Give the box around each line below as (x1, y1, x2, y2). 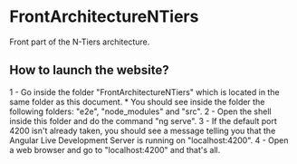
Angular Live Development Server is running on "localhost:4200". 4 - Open (9, 134, 289, 146)
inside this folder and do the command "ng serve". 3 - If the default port (9, 115, 278, 126)
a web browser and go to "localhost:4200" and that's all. (9, 144, 221, 155)
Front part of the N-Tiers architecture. (9, 36, 150, 47)
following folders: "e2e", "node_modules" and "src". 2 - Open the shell (9, 106, 272, 117)
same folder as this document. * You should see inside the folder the (9, 96, 265, 107)
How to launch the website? (9, 63, 169, 78)
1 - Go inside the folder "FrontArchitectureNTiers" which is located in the (9, 86, 280, 97)
